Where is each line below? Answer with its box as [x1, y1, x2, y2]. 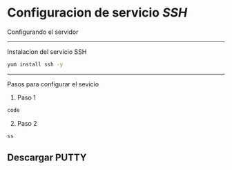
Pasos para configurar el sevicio [7, 79, 99, 88]
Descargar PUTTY [7, 151, 87, 163]
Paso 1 [17, 93, 37, 102]
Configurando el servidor [7, 28, 79, 36]
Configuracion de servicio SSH [7, 5, 188, 21]
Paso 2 [17, 119, 37, 127]
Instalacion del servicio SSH [7, 47, 87, 56]
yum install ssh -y [7, 61, 64, 68]
